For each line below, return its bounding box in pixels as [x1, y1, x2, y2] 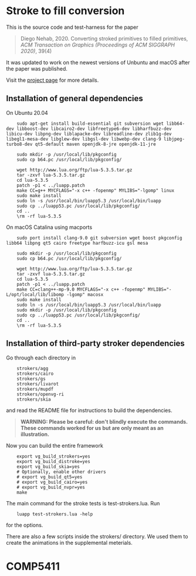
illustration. [20, 431, 50, 438]
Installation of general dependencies [6, 94, 143, 104]
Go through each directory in [6, 354, 76, 361]
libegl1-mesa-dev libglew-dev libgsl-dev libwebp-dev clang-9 [6, 136, 161, 142]
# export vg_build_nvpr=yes [16, 484, 85, 490]
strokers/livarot [16, 381, 59, 387]
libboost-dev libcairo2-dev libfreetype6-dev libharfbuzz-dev [16, 125, 172, 132]
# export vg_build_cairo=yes [16, 479, 88, 485]
